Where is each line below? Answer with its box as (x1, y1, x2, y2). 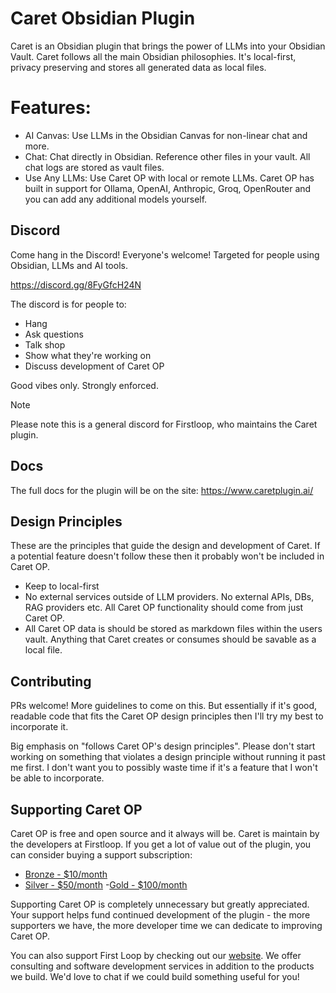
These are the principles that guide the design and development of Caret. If (10, 540, 321, 552)
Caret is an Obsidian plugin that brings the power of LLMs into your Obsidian (10, 40, 326, 52)
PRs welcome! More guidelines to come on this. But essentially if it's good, (10, 700, 318, 712)
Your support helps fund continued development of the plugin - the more (10, 908, 311, 921)
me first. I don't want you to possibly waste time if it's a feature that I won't (10, 762, 318, 774)
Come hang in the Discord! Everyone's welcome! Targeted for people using (10, 248, 320, 261)
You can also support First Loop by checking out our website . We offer (10, 949, 302, 961)
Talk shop (24, 338, 66, 351)
